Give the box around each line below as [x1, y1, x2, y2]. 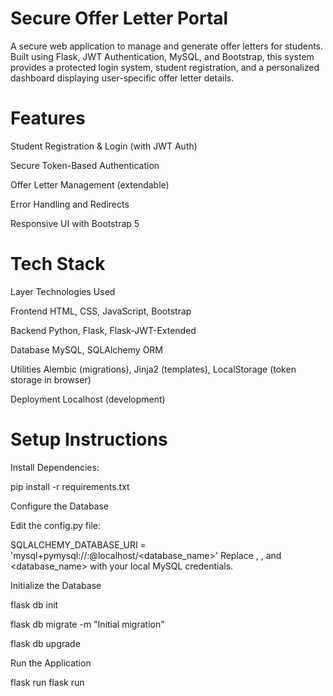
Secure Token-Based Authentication [10, 159, 160, 171]
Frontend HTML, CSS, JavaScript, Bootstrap [10, 305, 192, 317]
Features [10, 107, 86, 130]
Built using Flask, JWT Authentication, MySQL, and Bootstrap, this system [10, 50, 315, 62]
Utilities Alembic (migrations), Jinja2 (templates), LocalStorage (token [10, 363, 297, 375]
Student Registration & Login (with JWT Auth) [10, 140, 198, 152]
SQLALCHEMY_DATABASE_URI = [10, 538, 147, 551]
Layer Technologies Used [10, 285, 116, 297]
